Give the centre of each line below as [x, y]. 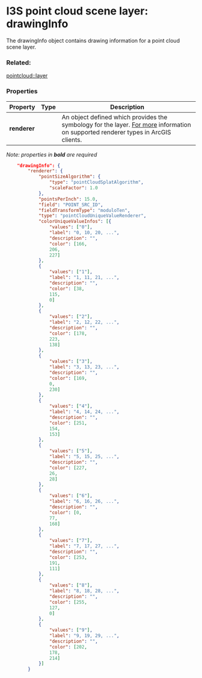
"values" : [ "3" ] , [71, 362]
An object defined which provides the [115, 117]
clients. [72, 140]
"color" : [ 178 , [68, 333]
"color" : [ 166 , [68, 244]
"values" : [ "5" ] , [71, 451]
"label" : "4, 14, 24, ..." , [84, 412]
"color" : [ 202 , [68, 647]
